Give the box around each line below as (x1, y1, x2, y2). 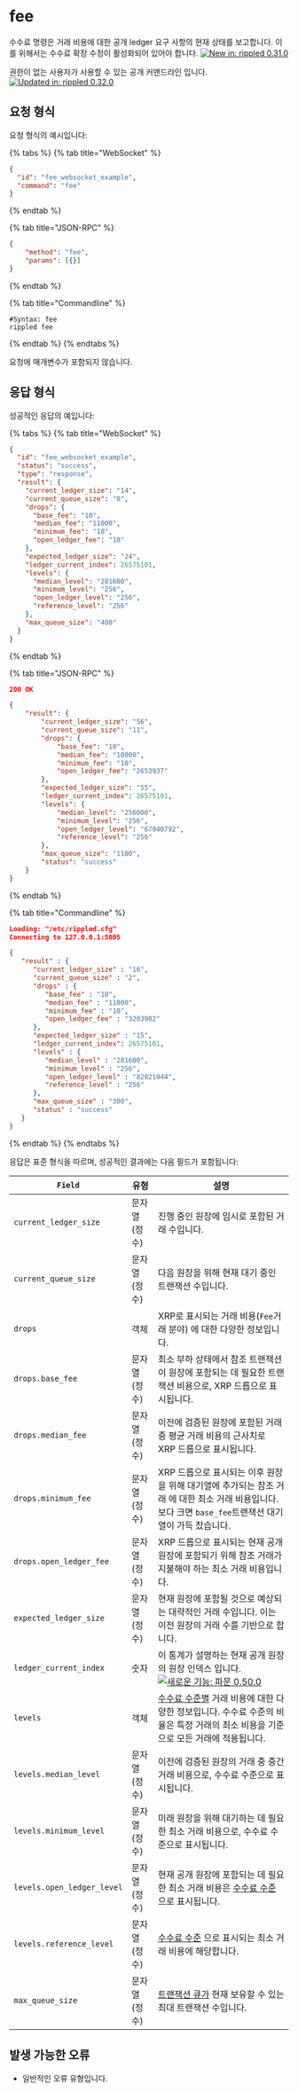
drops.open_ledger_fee (13, 1556, 109, 1566)
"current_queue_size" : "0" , (25, 494, 129, 503)
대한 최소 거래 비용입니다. (178, 1493, 279, 1505)
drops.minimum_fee (13, 1493, 91, 1503)
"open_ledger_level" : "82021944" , (44, 1072, 176, 1081)
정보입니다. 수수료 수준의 (176, 1705, 274, 1718)
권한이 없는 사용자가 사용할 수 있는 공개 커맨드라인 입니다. (9, 67, 208, 77)
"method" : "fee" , (25, 248, 90, 257)
